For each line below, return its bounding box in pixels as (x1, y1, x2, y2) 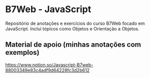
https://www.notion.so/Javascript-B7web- (5, 62, 94, 68)
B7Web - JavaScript (5, 4, 92, 15)
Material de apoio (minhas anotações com (5, 41, 141, 49)
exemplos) (5, 48, 40, 57)
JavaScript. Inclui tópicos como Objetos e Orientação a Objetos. (5, 25, 140, 31)
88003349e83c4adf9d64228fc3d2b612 (5, 67, 90, 73)
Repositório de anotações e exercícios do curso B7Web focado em (5, 20, 145, 26)
